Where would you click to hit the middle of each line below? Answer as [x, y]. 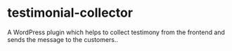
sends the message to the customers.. [63, 39]
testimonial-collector [70, 13]
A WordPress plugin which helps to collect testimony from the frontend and [116, 32]
